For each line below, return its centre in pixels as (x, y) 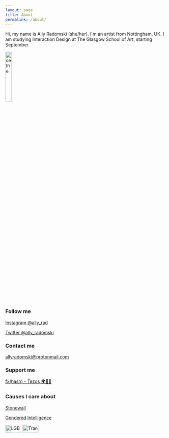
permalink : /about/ (26, 19)
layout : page (19, 10)
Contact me (20, 346)
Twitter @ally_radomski (30, 332)
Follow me (18, 311)
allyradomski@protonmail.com (37, 357)
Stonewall (16, 408)
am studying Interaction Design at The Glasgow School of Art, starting (79, 39)
